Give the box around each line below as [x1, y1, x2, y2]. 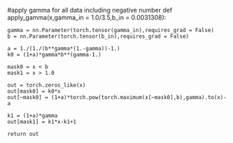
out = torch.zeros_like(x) [7, 82, 86, 89]
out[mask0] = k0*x [7, 88, 61, 95]
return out [7, 130, 39, 137]
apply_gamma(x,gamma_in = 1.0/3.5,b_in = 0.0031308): [7, 13, 167, 22]
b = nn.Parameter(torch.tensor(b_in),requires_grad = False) [7, 33, 190, 40]
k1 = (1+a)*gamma [7, 112, 58, 119]
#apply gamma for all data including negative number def [7, 6, 173, 14]
